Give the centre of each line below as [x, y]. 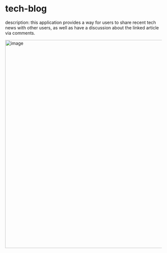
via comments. [20, 33]
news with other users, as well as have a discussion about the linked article [82, 27]
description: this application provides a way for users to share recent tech [81, 22]
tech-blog [26, 9]
